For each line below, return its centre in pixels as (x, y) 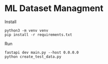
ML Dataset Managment (54, 8)
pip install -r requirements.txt (38, 35)
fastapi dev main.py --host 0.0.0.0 (42, 52)
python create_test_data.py (33, 57)
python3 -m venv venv (27, 30)
